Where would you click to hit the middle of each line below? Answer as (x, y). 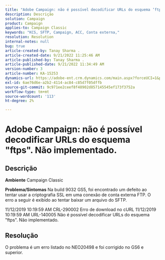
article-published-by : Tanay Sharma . (45, 60)
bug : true (15, 46)
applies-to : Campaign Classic (36, 28)
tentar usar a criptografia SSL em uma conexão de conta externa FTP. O (78, 195)
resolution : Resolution (29, 37)
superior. (14, 252)
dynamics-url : (20, 78)
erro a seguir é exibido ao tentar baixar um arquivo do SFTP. (66, 200)
